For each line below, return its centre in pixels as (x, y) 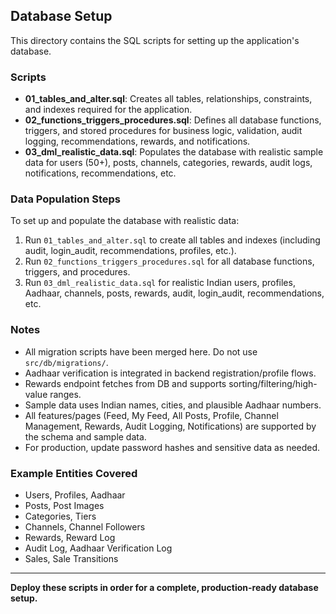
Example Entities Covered (74, 473)
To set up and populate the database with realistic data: (125, 221)
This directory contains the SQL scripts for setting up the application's (155, 40)
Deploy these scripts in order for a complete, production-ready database (164, 587)
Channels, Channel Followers (85, 527)
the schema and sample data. (85, 436)
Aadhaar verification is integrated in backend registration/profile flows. (170, 373)
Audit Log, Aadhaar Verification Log (98, 548)
